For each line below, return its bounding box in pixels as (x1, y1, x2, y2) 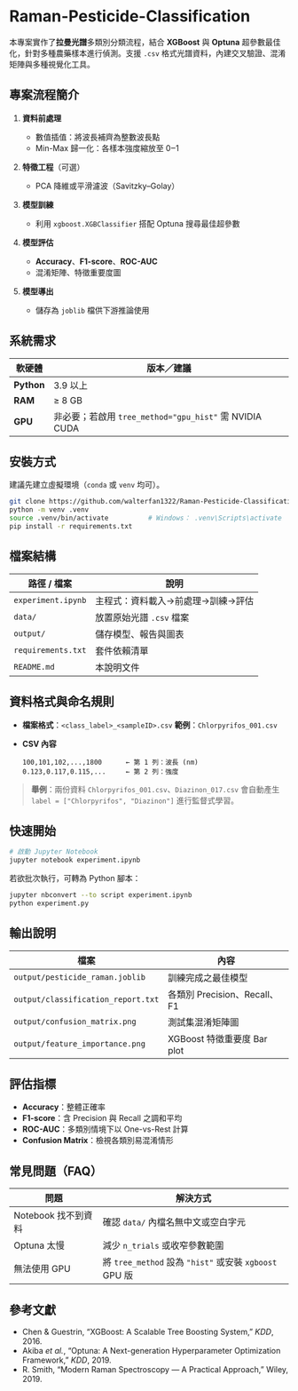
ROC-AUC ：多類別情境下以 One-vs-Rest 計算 (21, 1124, 189, 1134)
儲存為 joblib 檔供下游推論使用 (35, 305, 150, 315)
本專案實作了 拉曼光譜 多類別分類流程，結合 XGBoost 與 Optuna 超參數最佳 (9, 36, 281, 47)
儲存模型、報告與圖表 (94, 628, 184, 640)
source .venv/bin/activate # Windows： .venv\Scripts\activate (9, 513, 282, 523)
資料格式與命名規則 (9, 695, 114, 710)
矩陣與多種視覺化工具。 (9, 59, 95, 69)
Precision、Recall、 (196, 988, 279, 1000)
